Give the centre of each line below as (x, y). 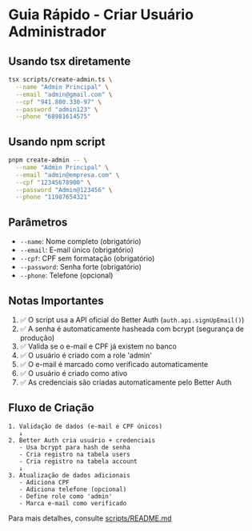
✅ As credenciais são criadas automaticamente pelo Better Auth (126, 382)
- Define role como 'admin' (66, 496)
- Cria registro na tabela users (74, 454)
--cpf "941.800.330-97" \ (59, 102)
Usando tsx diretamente (70, 61)
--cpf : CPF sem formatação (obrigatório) (87, 258)
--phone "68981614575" (53, 117)
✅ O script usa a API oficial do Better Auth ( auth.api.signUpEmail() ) (132, 319)
